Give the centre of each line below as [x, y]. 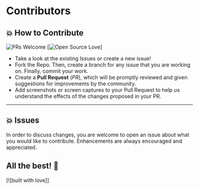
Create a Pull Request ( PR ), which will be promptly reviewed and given [101, 77]
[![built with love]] [28, 180]
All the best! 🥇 [33, 166]
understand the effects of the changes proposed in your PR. [88, 96]
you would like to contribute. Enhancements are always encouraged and [94, 141]
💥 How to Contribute [45, 33]
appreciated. [22, 147]
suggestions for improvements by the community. [75, 84]
